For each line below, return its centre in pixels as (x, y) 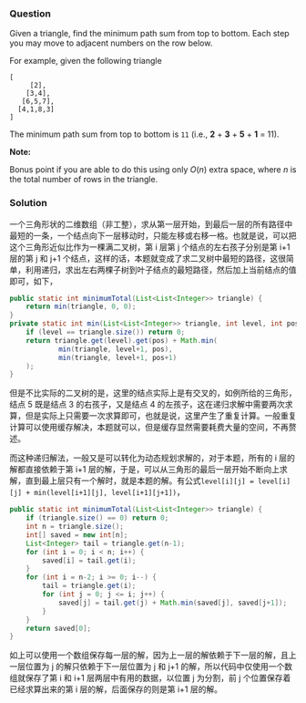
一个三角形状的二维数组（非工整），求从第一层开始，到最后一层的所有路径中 (151, 224)
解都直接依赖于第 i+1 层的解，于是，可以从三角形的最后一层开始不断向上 (145, 470)
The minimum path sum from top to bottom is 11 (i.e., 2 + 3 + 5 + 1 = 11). (144, 134)
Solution (29, 203)
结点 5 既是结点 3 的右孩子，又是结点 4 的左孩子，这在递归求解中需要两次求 (151, 405)
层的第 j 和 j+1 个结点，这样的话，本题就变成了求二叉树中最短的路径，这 (144, 258)
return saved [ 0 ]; (59, 628)
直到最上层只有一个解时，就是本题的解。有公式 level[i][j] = (140, 481)
